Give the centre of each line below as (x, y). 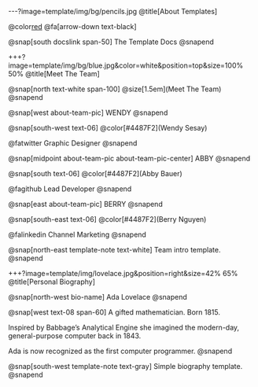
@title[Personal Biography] (52, 282)
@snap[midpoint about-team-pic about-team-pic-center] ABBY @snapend (129, 158)
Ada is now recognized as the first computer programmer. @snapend (120, 351)
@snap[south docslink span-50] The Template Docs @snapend (111, 42)
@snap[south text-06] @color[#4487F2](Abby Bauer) (95, 173)
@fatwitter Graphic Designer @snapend (73, 143)
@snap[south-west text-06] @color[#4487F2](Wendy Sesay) (108, 128)
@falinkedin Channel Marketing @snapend (77, 234)
